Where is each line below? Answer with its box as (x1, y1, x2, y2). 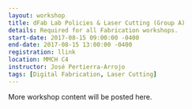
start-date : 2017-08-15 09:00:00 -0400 (8, 33, 140, 42)
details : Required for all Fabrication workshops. (8, 26, 179, 34)
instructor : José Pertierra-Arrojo (8, 63, 126, 71)
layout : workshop (8, 11, 66, 20)
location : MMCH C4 (8, 56, 69, 64)
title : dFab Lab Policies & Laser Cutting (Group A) (8, 19, 186, 27)
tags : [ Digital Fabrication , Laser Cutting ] (8, 70, 157, 78)
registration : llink (8, 48, 77, 56)
